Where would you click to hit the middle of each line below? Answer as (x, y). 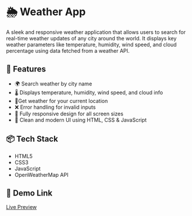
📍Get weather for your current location (61, 101)
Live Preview (21, 207)
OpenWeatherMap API (41, 174)
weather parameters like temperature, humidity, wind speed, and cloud (91, 44)
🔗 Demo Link (29, 193)
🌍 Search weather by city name (53, 84)
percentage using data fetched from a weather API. (68, 50)
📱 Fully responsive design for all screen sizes (69, 114)
